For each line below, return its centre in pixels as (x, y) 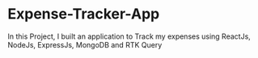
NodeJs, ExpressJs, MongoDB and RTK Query (85, 44)
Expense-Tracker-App (84, 14)
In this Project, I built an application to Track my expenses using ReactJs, (129, 36)
